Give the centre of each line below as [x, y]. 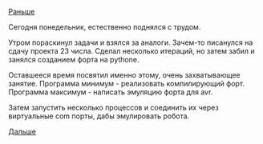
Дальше [22, 132]
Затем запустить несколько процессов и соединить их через [113, 108]
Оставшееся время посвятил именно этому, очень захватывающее [124, 75]
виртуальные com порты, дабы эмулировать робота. [99, 116]
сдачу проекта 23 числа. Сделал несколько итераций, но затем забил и [131, 51]
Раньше [22, 12]
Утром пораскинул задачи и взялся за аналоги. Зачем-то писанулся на [131, 42]
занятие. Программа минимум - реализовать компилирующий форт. [127, 84]
